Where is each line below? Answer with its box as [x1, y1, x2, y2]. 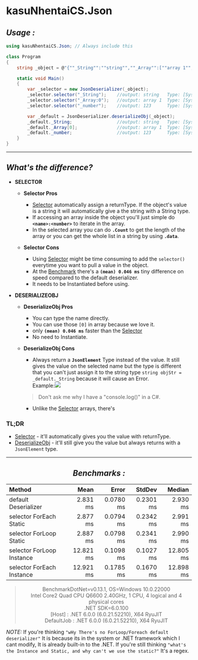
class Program [6, 54, 41, 60]
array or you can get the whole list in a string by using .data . [32, 232, 179, 239]
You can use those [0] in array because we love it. [32, 321, 155, 328]
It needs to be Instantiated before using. [32, 280, 130, 287]
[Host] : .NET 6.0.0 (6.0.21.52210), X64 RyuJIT [50, 610, 163, 618]
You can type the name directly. [32, 314, 110, 322]
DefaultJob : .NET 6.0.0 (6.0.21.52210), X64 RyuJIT [44, 617, 169, 624]
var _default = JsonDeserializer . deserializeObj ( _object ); [27, 113, 176, 119]
